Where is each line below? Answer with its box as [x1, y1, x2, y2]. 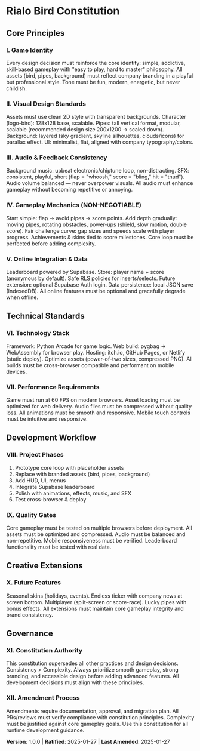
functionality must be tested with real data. [6, 543, 112, 550]
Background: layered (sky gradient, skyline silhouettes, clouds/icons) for [6, 133, 184, 140]
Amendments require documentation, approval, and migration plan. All [6, 707, 179, 715]
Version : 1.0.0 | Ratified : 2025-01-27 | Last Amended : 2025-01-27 [6, 738, 170, 745]
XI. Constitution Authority [6, 647, 83, 655]
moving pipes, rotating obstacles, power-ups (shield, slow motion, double [6, 221, 187, 228]
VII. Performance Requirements [6, 383, 100, 391]
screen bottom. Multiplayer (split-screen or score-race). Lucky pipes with [6, 598, 187, 605]
